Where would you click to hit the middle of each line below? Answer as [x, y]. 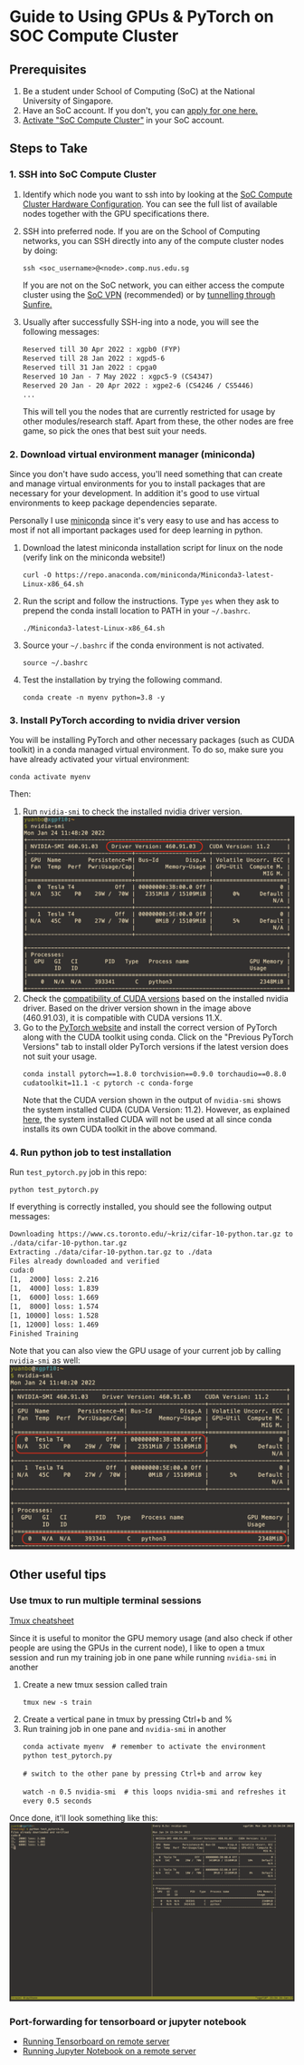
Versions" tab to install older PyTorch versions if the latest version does [156, 1046]
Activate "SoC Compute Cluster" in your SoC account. [123, 120]
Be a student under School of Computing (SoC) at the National [138, 91]
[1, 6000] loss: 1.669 [54, 1298]
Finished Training [44, 1334]
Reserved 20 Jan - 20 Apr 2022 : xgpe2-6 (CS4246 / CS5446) [138, 386]
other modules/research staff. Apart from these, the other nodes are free [158, 421]
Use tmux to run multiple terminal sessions [105, 1600]
